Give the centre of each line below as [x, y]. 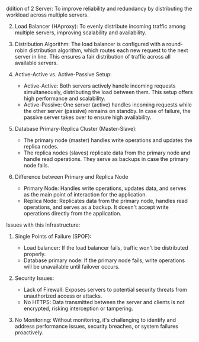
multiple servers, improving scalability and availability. [81, 33]
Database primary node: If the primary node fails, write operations [104, 260]
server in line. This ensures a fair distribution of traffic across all [92, 57]
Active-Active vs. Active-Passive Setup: [63, 74]
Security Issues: [34, 278]
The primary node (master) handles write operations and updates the [108, 140]
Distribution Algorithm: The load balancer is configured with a [90, 44]
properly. [35, 254]
